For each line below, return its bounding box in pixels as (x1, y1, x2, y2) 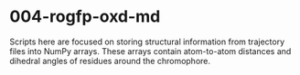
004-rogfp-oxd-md (9, 6, 161, 27)
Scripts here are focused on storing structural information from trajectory (9, 36, 285, 47)
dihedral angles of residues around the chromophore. (9, 55, 211, 66)
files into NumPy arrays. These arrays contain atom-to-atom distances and (9, 45, 292, 56)
